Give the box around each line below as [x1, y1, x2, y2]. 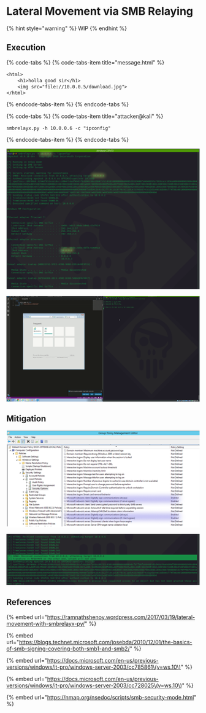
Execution [6, 42, 46, 53]
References [6, 597, 51, 607]
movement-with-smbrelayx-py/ [6, 620, 85, 627]
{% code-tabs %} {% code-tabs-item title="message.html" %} [6, 58, 165, 66]
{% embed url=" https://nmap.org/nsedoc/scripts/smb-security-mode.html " [6, 693, 197, 701]
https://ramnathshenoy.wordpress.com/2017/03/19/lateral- [47, 613, 195, 621]
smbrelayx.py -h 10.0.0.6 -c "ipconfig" [6, 125, 112, 131]
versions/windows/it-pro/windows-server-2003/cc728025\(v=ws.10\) [6, 682, 183, 689]
